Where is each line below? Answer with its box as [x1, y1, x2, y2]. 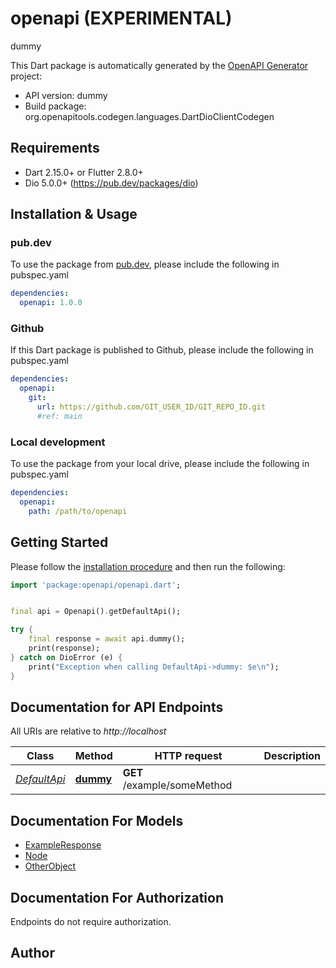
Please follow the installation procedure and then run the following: [10, 560, 286, 572]
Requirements [10, 140, 100, 157]
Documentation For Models [10, 812, 184, 829]
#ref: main [36, 411, 83, 421]
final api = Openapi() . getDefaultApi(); [10, 607, 182, 617]
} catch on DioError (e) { [10, 652, 123, 662]
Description [263, 749, 321, 763]
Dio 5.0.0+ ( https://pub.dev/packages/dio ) [24, 177, 199, 189]
